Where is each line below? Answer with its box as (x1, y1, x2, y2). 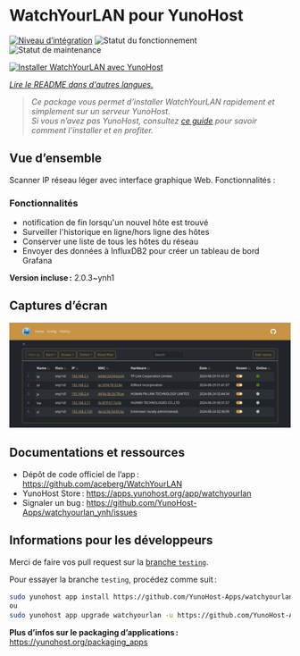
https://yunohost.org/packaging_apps (9, 636, 148, 648)
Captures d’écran (9, 299, 108, 314)
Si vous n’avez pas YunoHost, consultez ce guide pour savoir (30, 115, 257, 126)
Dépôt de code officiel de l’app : (21, 468, 140, 479)
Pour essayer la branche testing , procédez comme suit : (9, 574, 217, 585)
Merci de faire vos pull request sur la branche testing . (9, 556, 209, 568)
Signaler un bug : (21, 497, 85, 508)
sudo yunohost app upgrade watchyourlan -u (9, 611, 174, 620)
